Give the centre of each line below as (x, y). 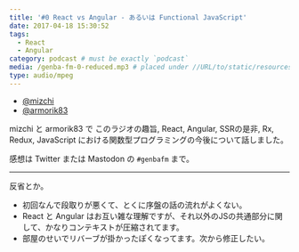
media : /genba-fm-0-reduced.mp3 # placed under (99, 68)
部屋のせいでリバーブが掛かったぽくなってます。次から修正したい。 (145, 238)
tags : (19, 34)
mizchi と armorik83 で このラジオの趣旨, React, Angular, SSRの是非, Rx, (141, 128)
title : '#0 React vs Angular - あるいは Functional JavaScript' (128, 17)
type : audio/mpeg (41, 76)
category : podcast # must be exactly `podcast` (99, 59)
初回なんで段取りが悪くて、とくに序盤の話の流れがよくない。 (134, 205)
